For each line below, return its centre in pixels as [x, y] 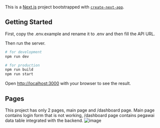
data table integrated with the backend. [44, 121]
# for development [23, 52]
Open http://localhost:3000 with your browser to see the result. [68, 84]
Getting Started [29, 22]
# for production [22, 65]
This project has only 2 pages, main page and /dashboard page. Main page [80, 110]
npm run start [19, 74]
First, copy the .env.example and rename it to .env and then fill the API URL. [80, 34]
